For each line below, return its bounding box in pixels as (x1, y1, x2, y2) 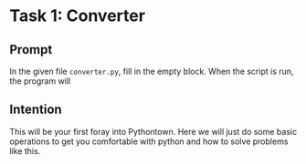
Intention (9, 102, 62, 118)
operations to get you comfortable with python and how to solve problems (9, 136, 289, 147)
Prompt (9, 42, 53, 57)
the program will (9, 76, 71, 87)
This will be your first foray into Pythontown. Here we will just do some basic (9, 126, 298, 137)
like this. (9, 145, 41, 156)
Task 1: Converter (9, 5, 146, 26)
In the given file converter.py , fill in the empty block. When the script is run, (9, 66, 294, 77)
